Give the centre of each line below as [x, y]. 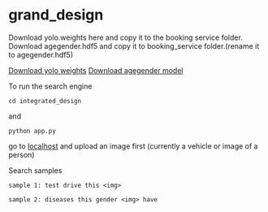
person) [22, 154]
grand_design [56, 15]
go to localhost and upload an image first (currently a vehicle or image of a [133, 146]
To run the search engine [50, 86]
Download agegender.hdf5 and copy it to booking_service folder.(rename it [134, 45]
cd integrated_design [45, 101]
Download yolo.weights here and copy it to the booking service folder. [126, 37]
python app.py [32, 131]
